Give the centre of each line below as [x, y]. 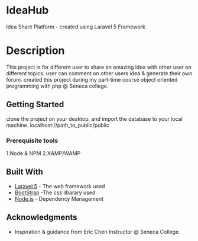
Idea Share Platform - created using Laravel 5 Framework [76, 27]
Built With [25, 172]
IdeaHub [27, 10]
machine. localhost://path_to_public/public [58, 125]
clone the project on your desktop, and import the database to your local [95, 118]
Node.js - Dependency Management [59, 198]
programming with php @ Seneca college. [57, 86]
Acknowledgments [42, 218]
